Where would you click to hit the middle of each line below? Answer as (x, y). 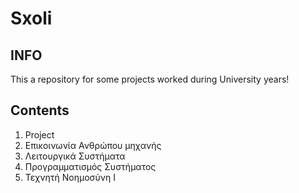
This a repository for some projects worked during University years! (150, 79)
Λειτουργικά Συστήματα (75, 156)
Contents (40, 110)
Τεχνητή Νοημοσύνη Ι (70, 177)
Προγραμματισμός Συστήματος (90, 166)
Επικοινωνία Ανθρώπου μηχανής (93, 145)
